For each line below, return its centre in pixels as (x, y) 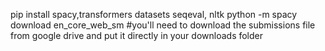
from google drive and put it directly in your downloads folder (137, 35)
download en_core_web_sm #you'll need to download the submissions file (163, 25)
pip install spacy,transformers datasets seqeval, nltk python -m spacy (154, 14)
